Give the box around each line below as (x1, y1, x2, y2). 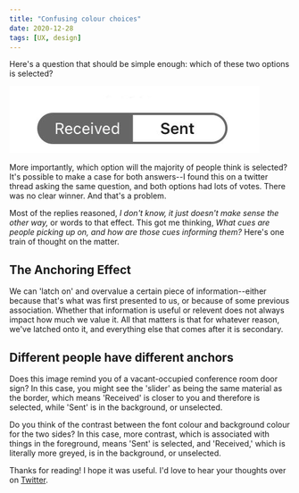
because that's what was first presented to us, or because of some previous (9, 296, 290, 306)
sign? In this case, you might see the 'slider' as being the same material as (9, 383, 283, 393)
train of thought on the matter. (9, 237, 120, 247)
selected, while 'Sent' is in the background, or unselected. (9, 402, 223, 413)
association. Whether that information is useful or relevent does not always (9, 305, 285, 316)
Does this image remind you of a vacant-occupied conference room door (9, 373, 278, 384)
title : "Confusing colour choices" (9, 14, 142, 23)
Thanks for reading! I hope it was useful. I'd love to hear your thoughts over (9, 465, 287, 475)
